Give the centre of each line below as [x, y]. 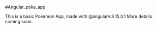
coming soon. [19, 22]
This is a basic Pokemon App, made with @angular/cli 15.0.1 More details [78, 16]
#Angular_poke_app [25, 7]
